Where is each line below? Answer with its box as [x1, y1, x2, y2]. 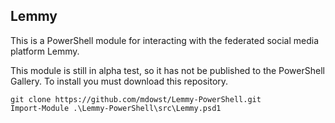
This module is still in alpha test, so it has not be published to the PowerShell [10, 64, 325, 76]
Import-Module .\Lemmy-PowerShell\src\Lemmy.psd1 [10, 103, 222, 113]
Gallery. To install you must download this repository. [10, 75, 229, 87]
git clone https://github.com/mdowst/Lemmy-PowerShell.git [10, 94, 262, 104]
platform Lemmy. [10, 45, 80, 57]
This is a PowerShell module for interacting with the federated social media [10, 34, 320, 46]
